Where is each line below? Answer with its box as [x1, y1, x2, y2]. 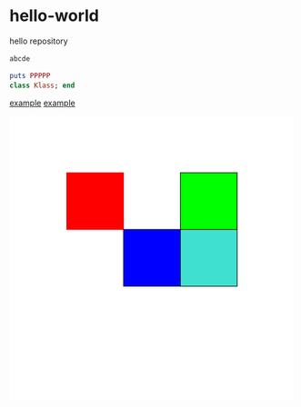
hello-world [9, 5, 100, 26]
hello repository [9, 35, 68, 46]
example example [9, 97, 75, 108]
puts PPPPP [9, 71, 51, 80]
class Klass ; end [9, 81, 75, 90]
